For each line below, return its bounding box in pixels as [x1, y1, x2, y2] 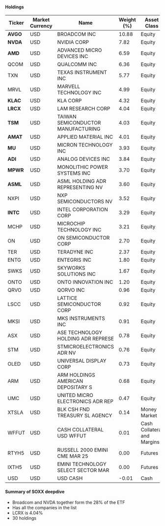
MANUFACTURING [57, 125, 101, 132]
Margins [140, 438, 160, 445]
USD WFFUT [57, 433, 87, 439]
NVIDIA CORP [57, 39, 89, 46]
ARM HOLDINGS [57, 371, 96, 378]
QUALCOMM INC [57, 61, 97, 68]
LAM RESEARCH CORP [57, 105, 110, 112]
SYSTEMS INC [57, 170, 91, 177]
